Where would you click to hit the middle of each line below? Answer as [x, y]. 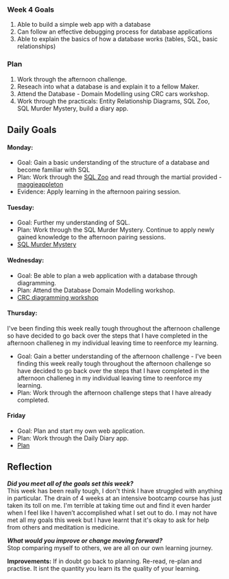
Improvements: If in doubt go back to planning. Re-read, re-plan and [105, 561]
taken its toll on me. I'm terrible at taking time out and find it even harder [109, 505]
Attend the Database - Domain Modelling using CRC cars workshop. [113, 93]
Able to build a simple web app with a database [84, 25]
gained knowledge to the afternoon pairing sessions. [91, 237]
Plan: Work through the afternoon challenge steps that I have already [114, 392]
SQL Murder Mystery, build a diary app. [73, 108]
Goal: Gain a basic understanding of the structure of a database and [113, 163]
